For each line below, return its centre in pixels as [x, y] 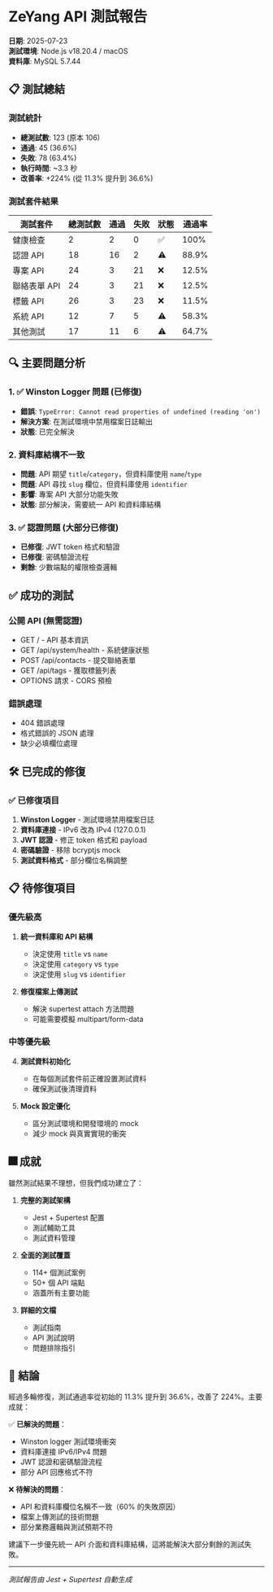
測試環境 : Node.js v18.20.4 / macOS [68, 50]
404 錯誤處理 [42, 723]
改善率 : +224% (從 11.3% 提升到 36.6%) [87, 178]
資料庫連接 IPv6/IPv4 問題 [63, 1452]
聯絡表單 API [37, 286]
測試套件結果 [34, 201]
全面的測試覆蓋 [45, 1255]
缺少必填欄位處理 [49, 743]
